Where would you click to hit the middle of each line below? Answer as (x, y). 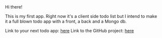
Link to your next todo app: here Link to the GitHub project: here (69, 31)
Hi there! (14, 7)
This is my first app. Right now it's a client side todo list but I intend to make (81, 16)
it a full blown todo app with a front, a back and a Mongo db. (66, 21)
